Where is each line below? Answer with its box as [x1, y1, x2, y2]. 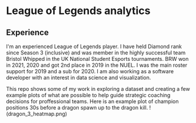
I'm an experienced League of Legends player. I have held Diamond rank [6, 43, 182, 50]
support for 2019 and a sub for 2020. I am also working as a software [6, 68, 174, 74]
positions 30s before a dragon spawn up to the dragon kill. [6, 104, 148, 111]
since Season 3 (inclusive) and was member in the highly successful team [6, 49, 186, 56]
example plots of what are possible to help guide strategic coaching [6, 92, 171, 98]
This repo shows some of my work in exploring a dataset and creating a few [6, 86, 190, 92]
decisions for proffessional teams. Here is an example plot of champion [6, 98, 179, 105]
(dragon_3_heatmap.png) [6, 110, 68, 117]
